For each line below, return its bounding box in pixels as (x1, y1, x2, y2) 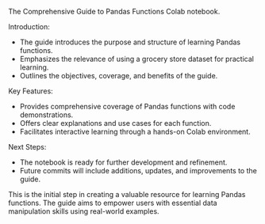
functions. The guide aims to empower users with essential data (8, 198, 217, 207)
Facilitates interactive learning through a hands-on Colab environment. (19, 127, 252, 136)
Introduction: (8, 22, 50, 31)
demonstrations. (19, 110, 74, 120)
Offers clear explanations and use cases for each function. (19, 119, 212, 127)
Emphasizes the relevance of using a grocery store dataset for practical (19, 55, 254, 63)
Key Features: (8, 86, 53, 96)
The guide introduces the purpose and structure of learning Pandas (19, 37, 240, 47)
